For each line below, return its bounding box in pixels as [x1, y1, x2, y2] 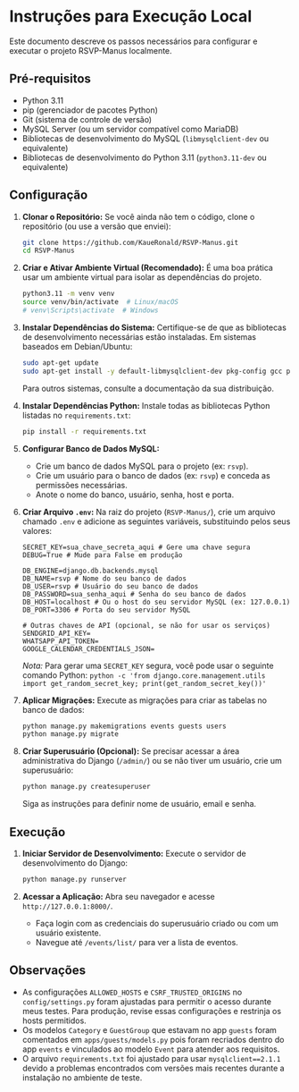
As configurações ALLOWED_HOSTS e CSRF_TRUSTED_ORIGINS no [21, 986, 243, 997]
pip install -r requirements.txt [21, 427, 147, 436]
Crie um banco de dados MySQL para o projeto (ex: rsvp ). [35, 461, 249, 471]
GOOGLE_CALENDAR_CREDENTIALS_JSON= [21, 644, 155, 654]
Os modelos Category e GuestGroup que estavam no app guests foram [21, 1024, 277, 1035]
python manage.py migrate [21, 730, 119, 739]
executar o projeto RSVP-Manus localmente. [9, 45, 172, 55]
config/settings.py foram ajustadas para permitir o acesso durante [21, 995, 272, 1007]
